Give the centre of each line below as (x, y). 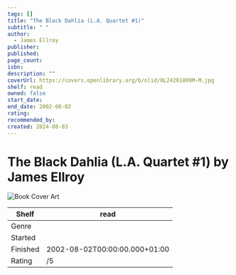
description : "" (31, 73)
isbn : (15, 67)
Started (23, 238)
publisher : (23, 47)
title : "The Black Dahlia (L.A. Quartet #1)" (76, 21)
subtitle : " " (28, 27)
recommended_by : (31, 120)
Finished (25, 249)
